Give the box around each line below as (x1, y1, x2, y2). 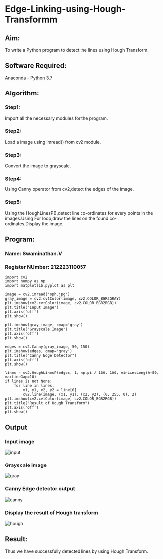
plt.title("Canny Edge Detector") (5, 353, 77, 358)
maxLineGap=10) (5, 374, 37, 380)
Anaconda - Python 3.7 (5, 75, 53, 81)
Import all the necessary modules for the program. (5, 115, 108, 121)
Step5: (5, 199, 22, 206)
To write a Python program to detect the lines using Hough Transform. (5, 47, 149, 53)
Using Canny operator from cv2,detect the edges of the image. (5, 186, 134, 192)
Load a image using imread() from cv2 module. (5, 139, 101, 145)
